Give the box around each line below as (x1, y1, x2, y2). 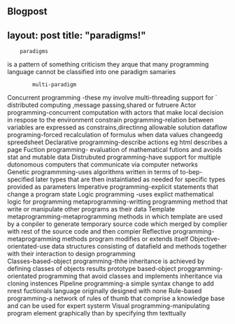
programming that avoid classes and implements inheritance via (38, 272, 222, 281)
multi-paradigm (32, 81, 77, 88)
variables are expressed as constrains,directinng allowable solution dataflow (7, 123, 228, 132)
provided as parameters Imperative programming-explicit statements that (7, 183, 219, 191)
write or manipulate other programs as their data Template (7, 205, 176, 213)
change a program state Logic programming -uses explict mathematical (7, 190, 214, 199)
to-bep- (180, 168, 203, 176)
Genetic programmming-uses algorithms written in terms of (7, 168, 179, 176)
